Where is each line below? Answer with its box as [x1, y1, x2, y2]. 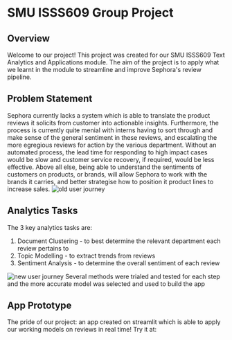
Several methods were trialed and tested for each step [65, 272, 220, 280]
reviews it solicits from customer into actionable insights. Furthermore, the [7, 118, 220, 127]
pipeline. [7, 73, 32, 81]
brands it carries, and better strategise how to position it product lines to [7, 177, 214, 186]
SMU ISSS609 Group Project [7, 5, 174, 21]
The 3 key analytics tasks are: [7, 223, 92, 231]
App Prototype [7, 300, 72, 312]
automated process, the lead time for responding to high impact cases [7, 147, 208, 156]
